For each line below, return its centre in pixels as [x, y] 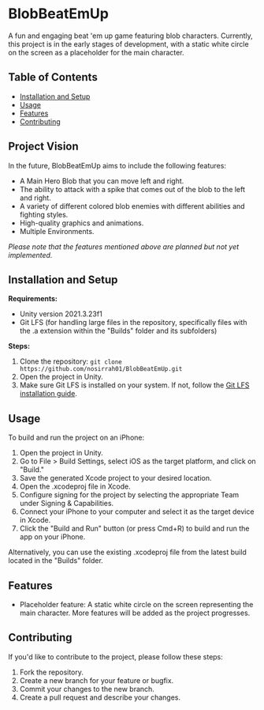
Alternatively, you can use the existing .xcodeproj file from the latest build [127, 552]
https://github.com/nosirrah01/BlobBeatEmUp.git [101, 369]
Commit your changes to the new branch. [87, 689]
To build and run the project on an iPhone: [76, 438]
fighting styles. [44, 214]
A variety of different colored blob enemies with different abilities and [132, 206]
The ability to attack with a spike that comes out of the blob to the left [132, 189]
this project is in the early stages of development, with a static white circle [129, 43]
